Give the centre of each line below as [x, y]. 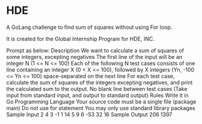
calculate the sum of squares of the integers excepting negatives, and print [99, 82]
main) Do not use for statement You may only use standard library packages [101, 108]
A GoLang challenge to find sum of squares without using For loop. [90, 27]
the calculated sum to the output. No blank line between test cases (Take [97, 88]
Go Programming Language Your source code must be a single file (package [101, 101]
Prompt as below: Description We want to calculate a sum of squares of [95, 50]
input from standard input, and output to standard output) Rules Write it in [97, 95]
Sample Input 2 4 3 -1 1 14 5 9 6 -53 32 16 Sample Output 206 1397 [90, 114]
